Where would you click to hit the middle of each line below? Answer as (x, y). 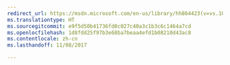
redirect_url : (27, 13)
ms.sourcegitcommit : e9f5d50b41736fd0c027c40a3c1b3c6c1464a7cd (99, 26)
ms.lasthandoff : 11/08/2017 (47, 45)
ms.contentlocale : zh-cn (42, 39)
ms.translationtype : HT (41, 20)
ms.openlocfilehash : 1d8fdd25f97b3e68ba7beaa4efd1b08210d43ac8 (99, 32)
